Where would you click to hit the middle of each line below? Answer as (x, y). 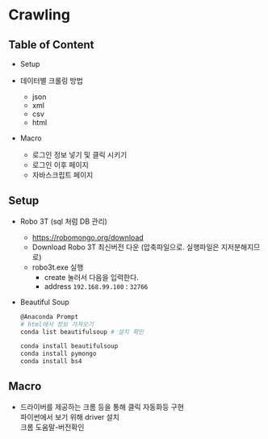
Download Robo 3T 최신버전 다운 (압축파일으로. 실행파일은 (126, 247)
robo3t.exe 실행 (58, 267)
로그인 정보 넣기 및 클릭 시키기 (80, 155)
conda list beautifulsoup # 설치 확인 (82, 332)
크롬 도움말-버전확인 (52, 427)
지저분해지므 (241, 247)
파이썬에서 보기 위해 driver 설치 (69, 416)
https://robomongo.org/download (88, 237)
